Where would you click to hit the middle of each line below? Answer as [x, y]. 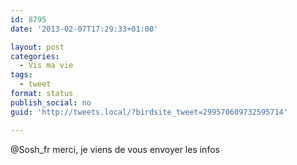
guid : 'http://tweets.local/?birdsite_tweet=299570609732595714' [149, 112]
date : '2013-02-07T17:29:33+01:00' [84, 29]
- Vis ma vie [46, 66]
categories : [35, 56]
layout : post [37, 47]
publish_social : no [51, 102]
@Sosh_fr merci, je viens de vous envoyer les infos [115, 149]
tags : [21, 75]
